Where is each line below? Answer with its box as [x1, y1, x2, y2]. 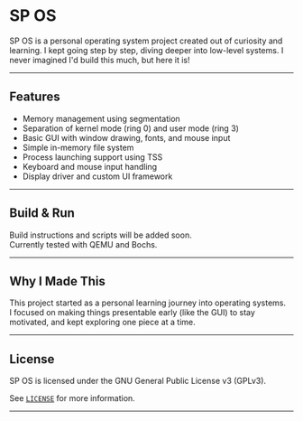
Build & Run [9, 205, 75, 221]
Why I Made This [9, 273, 106, 289]
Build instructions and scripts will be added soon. [9, 229, 192, 240]
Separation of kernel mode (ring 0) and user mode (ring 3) [22, 123, 239, 134]
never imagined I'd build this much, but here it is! [9, 54, 190, 65]
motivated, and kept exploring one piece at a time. [9, 317, 196, 328]
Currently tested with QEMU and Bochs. [9, 239, 158, 249]
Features [9, 89, 60, 105]
